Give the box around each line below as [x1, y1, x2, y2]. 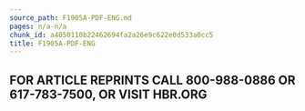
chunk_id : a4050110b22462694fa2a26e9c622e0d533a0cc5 [9, 30, 214, 39]
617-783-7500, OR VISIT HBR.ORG [9, 86, 208, 102]
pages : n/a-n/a [9, 22, 67, 31]
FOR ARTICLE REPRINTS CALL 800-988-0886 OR [9, 72, 296, 87]
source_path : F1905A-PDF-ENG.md [9, 13, 132, 23]
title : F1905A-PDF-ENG [9, 38, 96, 48]
